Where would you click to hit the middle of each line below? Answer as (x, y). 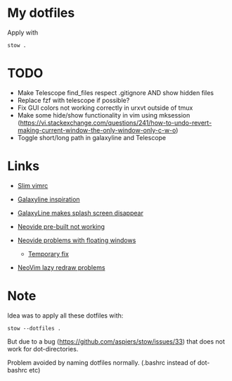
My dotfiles (41, 13)
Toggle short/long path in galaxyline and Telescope (92, 137)
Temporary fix (48, 254)
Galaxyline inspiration (49, 199)
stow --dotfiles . (34, 328)
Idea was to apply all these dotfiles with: (65, 316)
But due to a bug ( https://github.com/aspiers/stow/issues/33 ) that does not (116, 341)
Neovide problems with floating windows (77, 240)
